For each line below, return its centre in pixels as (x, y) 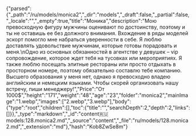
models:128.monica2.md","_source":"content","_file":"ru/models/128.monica (97, 120)
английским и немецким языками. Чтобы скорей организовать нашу (92, 83)
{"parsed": (19, 8)
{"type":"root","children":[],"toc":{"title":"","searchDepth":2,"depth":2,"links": (98, 108)
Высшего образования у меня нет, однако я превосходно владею (88, 76)
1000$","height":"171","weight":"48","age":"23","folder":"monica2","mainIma (97, 95)
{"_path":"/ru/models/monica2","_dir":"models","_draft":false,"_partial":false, (98, 15)
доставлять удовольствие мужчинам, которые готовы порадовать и (92, 46)
